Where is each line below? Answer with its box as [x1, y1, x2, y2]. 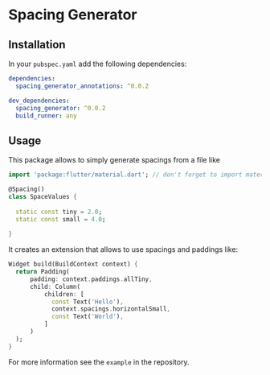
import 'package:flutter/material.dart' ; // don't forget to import [8, 171, 243, 179]
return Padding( [15, 268, 70, 276]
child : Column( [29, 282, 81, 291]
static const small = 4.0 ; [15, 215, 106, 223]
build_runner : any [15, 111, 78, 120]
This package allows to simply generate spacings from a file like [8, 155, 221, 165]
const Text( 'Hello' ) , [51, 298, 125, 306]
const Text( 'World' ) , [51, 312, 125, 321]
